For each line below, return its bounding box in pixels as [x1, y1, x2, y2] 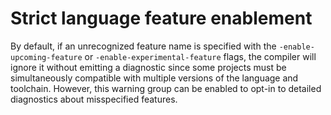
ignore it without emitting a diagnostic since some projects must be [10, 61, 287, 73]
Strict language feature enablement [10, 7, 313, 30]
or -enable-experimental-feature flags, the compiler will [84, 50, 317, 62]
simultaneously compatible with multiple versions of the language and [10, 72, 299, 84]
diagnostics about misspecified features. [10, 93, 178, 105]
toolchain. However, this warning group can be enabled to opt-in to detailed [10, 82, 322, 94]
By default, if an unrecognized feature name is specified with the [10, 40, 277, 52]
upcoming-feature [10, 52, 83, 62]
